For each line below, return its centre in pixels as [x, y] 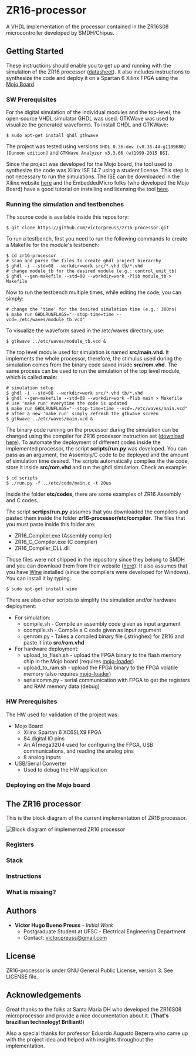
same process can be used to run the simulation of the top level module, [93, 371]
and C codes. [22, 500]
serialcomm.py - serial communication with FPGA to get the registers [107, 680]
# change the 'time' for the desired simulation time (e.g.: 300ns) [92, 309]
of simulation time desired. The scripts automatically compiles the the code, [98, 461]
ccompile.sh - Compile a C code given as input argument [92, 630]
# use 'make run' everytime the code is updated [67, 403]
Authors [21, 911]
